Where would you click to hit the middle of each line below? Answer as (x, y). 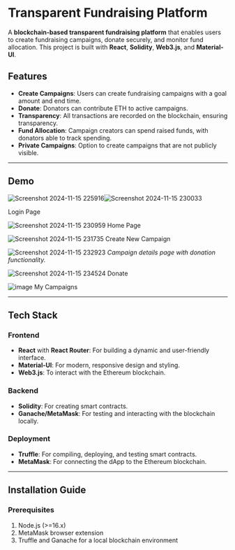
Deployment (29, 439)
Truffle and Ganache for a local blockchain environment (98, 540)
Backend (23, 391)
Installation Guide (47, 490)
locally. (28, 421)
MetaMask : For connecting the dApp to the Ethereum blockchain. (112, 461)
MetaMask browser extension (61, 533)
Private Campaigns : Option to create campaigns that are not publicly (117, 145)
